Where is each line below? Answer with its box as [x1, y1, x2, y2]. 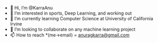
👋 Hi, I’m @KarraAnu [10, 5, 53, 11]
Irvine [10, 21, 22, 27]
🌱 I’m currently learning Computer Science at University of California [10, 16, 153, 21]
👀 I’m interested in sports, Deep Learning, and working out [10, 10, 132, 16]
